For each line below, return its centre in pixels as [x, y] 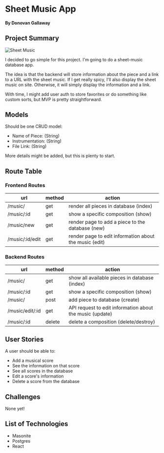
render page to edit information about [112, 236]
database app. [20, 65]
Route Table [24, 171]
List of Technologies [37, 424]
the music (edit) [87, 242]
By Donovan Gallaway [28, 23]
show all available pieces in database [111, 278]
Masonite [21, 436]
